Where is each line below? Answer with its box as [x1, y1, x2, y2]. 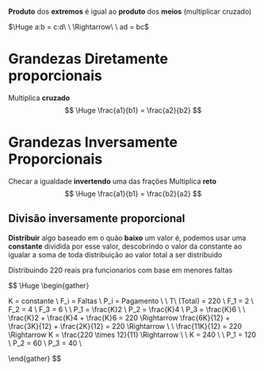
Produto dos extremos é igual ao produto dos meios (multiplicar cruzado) [8, 7, 252, 16]
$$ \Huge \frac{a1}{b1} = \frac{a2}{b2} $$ [64, 105, 202, 114]
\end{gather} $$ [8, 354, 62, 363]
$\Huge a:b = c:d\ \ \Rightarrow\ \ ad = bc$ [8, 22, 149, 31]
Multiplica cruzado [8, 93, 70, 102]
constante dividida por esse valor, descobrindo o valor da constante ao [8, 242, 243, 251]
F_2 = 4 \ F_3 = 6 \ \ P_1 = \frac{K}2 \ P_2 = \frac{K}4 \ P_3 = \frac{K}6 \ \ [8, 304, 246, 314]
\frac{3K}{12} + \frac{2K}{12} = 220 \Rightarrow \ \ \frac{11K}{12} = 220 [8, 321, 243, 330]
